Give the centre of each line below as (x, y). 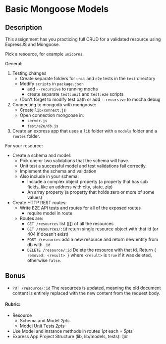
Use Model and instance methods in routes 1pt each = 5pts (72, 331)
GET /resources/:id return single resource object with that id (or (93, 229)
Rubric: (13, 304)
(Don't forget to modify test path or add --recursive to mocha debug (90, 99)
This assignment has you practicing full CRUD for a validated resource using (83, 39)
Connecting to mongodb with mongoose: (54, 105)
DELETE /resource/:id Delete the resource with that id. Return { (92, 250)
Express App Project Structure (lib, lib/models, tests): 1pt (70, 337)
